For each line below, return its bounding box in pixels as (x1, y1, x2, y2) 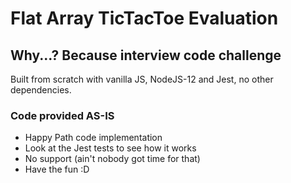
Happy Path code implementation (24, 132, 163, 144)
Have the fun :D (24, 163, 90, 176)
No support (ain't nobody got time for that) (24, 153, 201, 165)
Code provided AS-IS (10, 108, 115, 122)
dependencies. (10, 84, 72, 96)
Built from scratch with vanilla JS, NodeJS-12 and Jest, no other (10, 73, 274, 85)
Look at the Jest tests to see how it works (24, 142, 197, 154)
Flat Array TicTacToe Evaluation (10, 7, 279, 30)
